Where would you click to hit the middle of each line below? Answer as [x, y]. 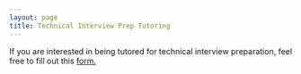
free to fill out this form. [53, 61]
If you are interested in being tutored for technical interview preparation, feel [151, 51]
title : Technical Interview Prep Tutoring [90, 26]
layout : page [34, 17]
